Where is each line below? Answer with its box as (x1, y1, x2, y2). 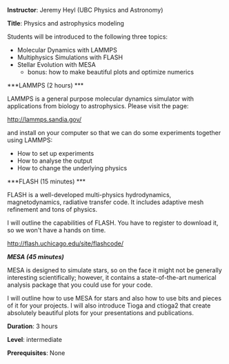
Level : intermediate (7, 336, 62, 343)
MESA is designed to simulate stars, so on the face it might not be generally (7, 266, 222, 274)
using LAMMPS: (7, 136, 53, 144)
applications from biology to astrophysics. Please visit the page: (7, 102, 189, 110)
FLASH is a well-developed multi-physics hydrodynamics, (7, 191, 172, 199)
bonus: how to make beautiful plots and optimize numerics (27, 68, 195, 76)
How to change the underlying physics (17, 164, 128, 172)
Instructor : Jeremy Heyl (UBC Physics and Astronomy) (7, 6, 163, 14)
